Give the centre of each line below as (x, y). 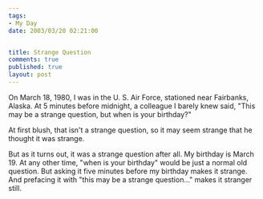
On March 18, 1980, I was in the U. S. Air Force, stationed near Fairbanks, (129, 97)
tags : (17, 16)
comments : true (34, 60)
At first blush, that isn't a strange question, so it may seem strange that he (130, 130)
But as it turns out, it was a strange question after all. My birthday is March (131, 154)
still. (15, 188)
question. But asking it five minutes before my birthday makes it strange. (128, 171)
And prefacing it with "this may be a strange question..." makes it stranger (130, 179)
